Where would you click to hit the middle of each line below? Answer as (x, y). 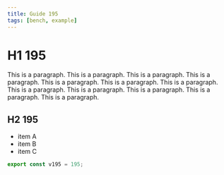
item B (27, 144)
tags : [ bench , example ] (42, 20)
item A (27, 137)
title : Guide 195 (33, 14)
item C (27, 152)
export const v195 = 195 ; (45, 164)
